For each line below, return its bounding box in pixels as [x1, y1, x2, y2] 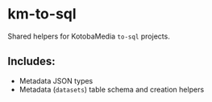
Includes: [7, 55, 56, 68]
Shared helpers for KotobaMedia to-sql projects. [7, 31, 170, 41]
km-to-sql [7, 5, 77, 23]
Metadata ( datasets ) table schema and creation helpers [19, 84, 205, 94]
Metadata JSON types [19, 75, 94, 85]
